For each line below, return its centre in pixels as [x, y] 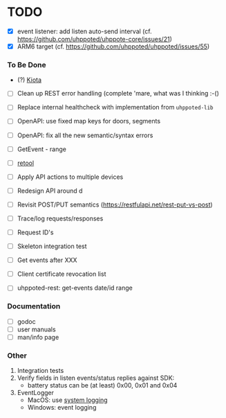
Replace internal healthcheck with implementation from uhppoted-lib [115, 107]
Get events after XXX [47, 260]
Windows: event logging [62, 408]
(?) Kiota [29, 80]
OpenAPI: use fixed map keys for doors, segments [89, 121]
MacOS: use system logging [68, 400]
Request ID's [35, 232]
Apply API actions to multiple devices [70, 177]
